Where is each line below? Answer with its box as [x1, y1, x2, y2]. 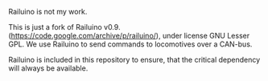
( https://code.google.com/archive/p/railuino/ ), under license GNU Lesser [8, 31, 250, 40]
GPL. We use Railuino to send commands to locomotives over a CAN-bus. [8, 39, 253, 49]
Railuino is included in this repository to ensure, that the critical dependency [8, 55, 261, 64]
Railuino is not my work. [8, 7, 88, 16]
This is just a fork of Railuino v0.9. [8, 22, 121, 31]
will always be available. [8, 63, 89, 73]
